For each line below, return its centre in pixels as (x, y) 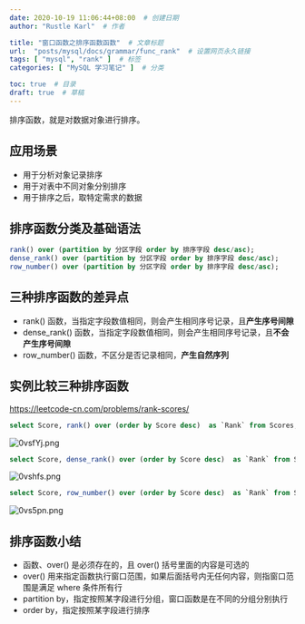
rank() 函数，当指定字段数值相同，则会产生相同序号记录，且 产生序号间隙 (158, 321)
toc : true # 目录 (43, 84)
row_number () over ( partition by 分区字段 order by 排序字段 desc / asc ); (144, 267)
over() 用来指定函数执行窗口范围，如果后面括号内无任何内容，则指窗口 (154, 576)
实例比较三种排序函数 (69, 386)
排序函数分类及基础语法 (75, 228)
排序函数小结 (45, 541)
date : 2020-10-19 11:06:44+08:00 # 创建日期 (94, 18)
